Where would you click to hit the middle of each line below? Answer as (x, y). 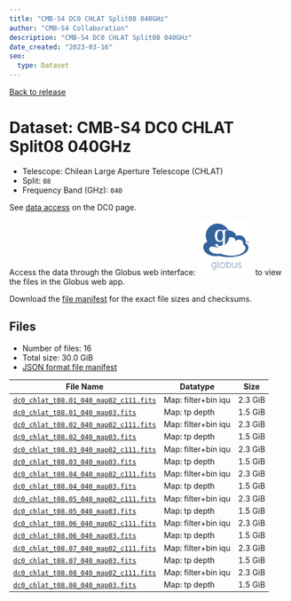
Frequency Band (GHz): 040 (72, 190)
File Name (84, 387)
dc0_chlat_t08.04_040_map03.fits (75, 487)
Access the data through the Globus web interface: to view (145, 272)
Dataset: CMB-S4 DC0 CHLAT (122, 128)
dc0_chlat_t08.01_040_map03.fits (75, 413)
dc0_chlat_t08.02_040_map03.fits (75, 438)
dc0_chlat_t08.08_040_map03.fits (75, 586)
